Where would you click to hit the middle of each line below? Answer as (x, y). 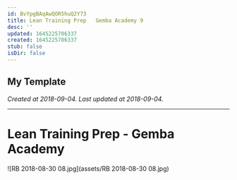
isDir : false (26, 54)
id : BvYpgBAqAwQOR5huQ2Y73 (47, 14)
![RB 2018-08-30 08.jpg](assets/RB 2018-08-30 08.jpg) (88, 168)
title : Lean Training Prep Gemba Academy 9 (75, 20)
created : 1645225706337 (42, 40)
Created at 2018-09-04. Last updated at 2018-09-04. (85, 99)
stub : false (25, 47)
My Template (37, 82)
